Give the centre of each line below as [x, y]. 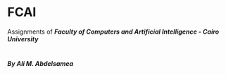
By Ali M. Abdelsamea [40, 64]
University [23, 39]
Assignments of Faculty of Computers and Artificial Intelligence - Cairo [113, 32]
